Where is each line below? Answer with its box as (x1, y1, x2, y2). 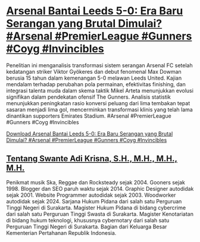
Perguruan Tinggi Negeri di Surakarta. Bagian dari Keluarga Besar (6, 223, 167, 230)
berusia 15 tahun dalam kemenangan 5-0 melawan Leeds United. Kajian (6, 74, 182, 81)
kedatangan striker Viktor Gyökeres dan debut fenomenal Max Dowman (6, 68, 182, 75)
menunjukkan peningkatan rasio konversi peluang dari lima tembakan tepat (6, 99, 190, 106)
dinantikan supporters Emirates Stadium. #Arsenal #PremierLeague (6, 112, 171, 120)
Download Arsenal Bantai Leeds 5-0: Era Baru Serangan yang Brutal (6, 130, 173, 137)
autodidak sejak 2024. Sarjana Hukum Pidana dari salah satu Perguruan (6, 197, 182, 205)
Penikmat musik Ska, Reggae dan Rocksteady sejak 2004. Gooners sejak (6, 178, 186, 186)
